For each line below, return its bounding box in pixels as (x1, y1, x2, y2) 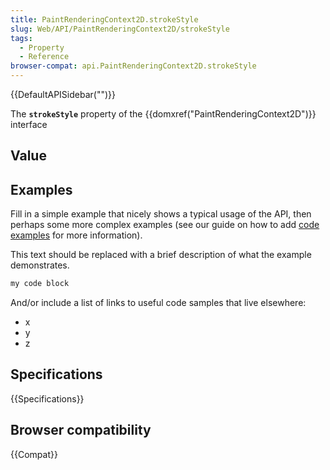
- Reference (19, 52, 70, 62)
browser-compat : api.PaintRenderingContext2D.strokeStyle (10, 61, 257, 71)
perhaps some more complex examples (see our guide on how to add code (10, 219, 320, 231)
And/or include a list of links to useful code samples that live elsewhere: (10, 297, 307, 309)
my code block (10, 279, 70, 289)
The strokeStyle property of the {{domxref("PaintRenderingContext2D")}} (10, 108, 317, 120)
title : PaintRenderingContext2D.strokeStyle (10, 14, 199, 25)
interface (10, 119, 48, 130)
